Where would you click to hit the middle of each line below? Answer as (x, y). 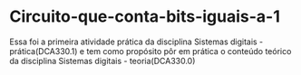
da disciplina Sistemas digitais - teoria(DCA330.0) (102, 61)
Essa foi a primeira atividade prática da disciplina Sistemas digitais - (136, 42)
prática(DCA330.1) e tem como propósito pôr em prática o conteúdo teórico (150, 51)
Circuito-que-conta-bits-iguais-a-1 (145, 17)
